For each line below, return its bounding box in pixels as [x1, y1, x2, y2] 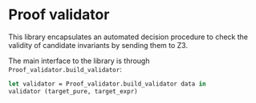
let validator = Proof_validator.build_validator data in [8, 80, 206, 88]
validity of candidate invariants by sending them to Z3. [8, 40, 189, 50]
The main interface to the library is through [8, 56, 150, 65]
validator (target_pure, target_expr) [8, 87, 138, 95]
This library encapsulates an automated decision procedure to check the [8, 32, 249, 42]
